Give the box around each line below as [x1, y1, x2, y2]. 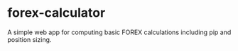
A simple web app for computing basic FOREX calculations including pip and [7, 28, 232, 36]
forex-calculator [7, 5, 106, 21]
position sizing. [7, 35, 52, 43]
